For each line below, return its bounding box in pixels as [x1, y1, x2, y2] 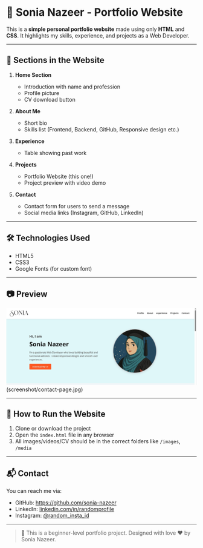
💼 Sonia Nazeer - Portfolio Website [6, 5, 183, 19]
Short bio [24, 119, 47, 127]
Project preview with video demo [24, 179, 106, 187]
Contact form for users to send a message [24, 202, 130, 210]
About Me [14, 107, 41, 114]
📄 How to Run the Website [6, 409, 106, 420]
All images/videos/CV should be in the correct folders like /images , [14, 438, 181, 445]
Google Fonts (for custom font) [14, 265, 92, 272]
